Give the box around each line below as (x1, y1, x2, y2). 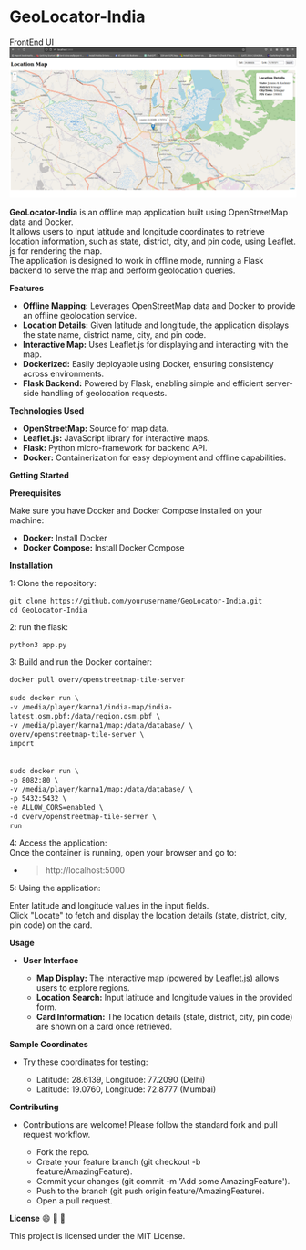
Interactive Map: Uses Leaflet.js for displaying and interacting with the (22, 340, 289, 351)
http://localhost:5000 (45, 865, 126, 876)
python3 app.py (9, 641, 67, 650)
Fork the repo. (36, 1147, 89, 1158)
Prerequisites (9, 488, 62, 499)
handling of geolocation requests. (40, 388, 168, 399)
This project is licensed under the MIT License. (9, 1231, 186, 1242)
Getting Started (9, 470, 70, 481)
